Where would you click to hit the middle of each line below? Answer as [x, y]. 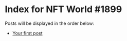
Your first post [27, 33]
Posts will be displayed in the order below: [50, 23]
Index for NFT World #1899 [63, 9]
